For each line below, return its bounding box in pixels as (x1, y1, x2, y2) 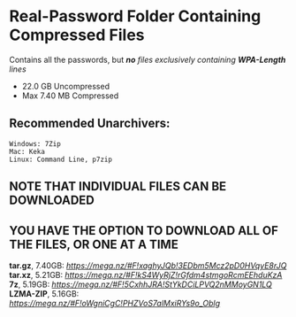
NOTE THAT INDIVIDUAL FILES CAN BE (9, 179, 227, 194)
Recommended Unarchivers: (9, 116, 171, 131)
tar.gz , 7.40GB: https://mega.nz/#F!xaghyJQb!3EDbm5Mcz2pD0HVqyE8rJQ (9, 259, 287, 271)
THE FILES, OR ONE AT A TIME (9, 236, 178, 251)
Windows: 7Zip (9, 139, 62, 148)
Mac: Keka (9, 147, 46, 156)
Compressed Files (9, 25, 145, 45)
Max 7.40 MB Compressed (21, 90, 119, 101)
